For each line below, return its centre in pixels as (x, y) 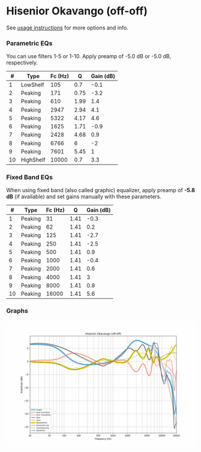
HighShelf (33, 160)
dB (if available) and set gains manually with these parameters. (84, 197)
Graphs (17, 311)
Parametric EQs (29, 43)
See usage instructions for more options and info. (67, 28)
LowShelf (32, 85)
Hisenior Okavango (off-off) (77, 11)
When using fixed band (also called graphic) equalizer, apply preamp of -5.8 (100, 190)
